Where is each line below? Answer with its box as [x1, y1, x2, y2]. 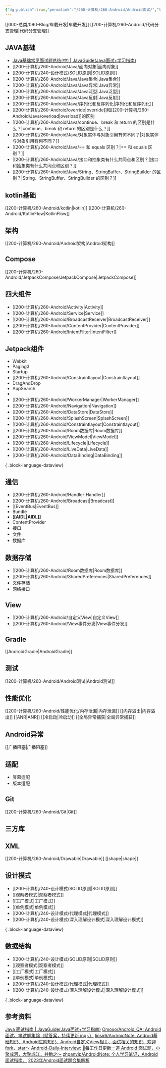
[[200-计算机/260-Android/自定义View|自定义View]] [12, 614, 119, 620]
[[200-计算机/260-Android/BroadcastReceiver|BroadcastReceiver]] [12, 316, 150, 322]
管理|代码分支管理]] [9, 28, 49, 34]
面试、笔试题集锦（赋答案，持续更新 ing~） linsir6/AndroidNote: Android [5, 1033, 154, 1039]
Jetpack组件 [5, 345, 44, 353]
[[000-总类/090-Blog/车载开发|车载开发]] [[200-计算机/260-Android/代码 [5, 21, 155, 27]
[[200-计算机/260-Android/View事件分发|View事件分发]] [12, 620, 128, 626]
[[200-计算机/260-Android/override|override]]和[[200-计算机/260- [12, 107, 150, 113]
